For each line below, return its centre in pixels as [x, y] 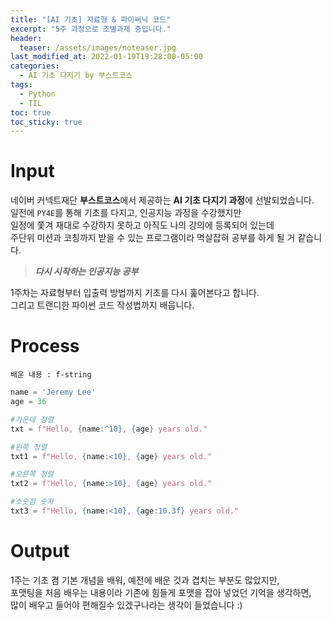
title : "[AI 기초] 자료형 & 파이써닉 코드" [91, 19]
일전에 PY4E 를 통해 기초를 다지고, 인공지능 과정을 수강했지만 [126, 213]
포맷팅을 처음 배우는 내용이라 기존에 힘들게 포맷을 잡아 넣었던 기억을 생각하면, [161, 592]
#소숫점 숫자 [32, 502]
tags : [21, 85]
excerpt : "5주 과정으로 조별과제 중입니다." [91, 29]
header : [26, 38]
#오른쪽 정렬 [32, 474]
